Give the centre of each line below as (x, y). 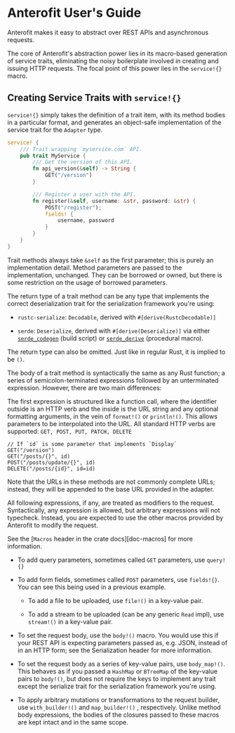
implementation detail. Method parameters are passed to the (95, 268)
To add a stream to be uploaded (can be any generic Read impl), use (126, 614)
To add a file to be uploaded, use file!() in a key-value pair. (115, 600)
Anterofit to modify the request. (53, 525)
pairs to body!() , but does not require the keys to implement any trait (116, 678)
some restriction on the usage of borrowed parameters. (87, 282)
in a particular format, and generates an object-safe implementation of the (114, 122)
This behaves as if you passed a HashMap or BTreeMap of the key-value (117, 671)
